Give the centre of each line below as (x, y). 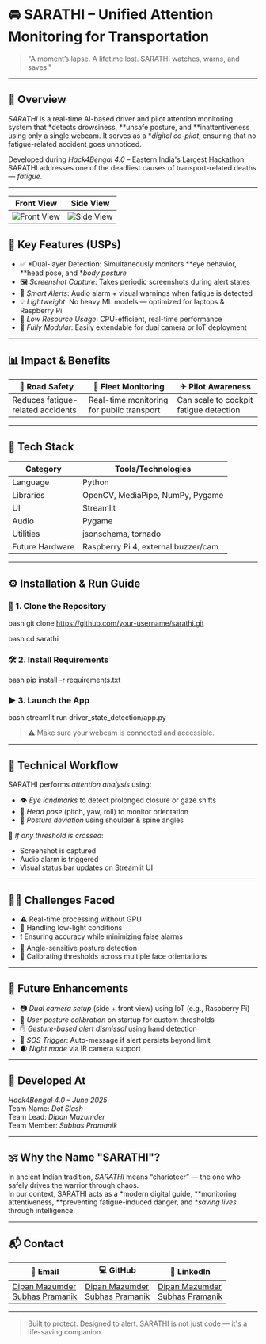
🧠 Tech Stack (41, 447)
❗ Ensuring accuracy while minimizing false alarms (101, 936)
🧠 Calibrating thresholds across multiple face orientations (113, 956)
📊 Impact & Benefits (59, 360)
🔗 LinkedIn (190, 1271)
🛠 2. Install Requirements (59, 660)
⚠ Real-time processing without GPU (81, 919)
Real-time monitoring (128, 400)
